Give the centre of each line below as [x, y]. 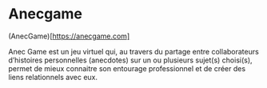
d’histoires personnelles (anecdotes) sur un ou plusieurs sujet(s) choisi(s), [131, 60]
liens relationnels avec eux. [53, 77]
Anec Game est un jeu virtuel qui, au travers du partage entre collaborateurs [134, 51]
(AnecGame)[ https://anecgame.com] [69, 36]
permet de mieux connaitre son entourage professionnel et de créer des [127, 68]
